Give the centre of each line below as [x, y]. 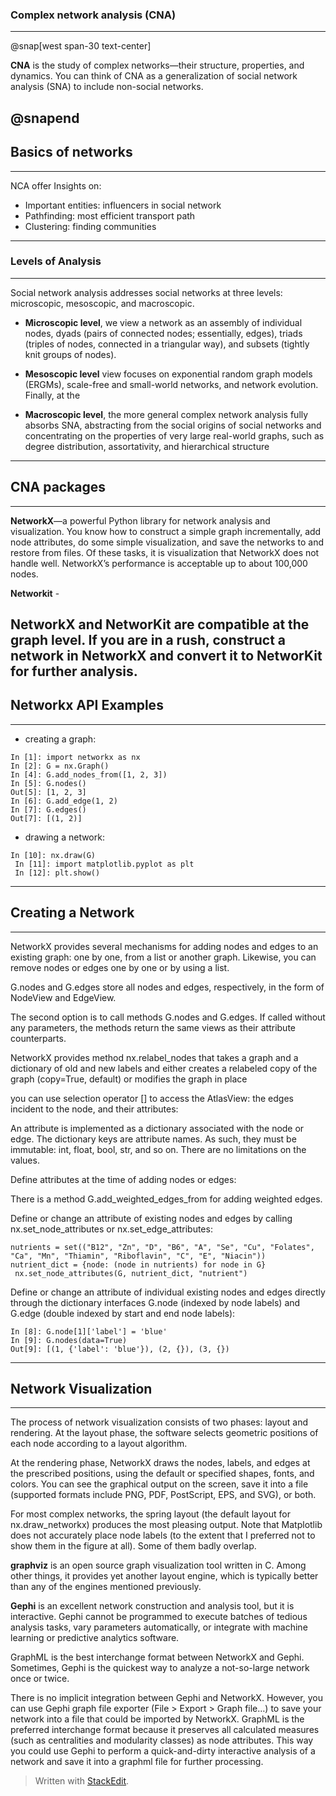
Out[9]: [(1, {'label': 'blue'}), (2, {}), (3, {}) [120, 1349]
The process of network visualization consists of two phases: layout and [159, 1422]
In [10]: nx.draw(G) [53, 855]
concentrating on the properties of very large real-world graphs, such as [174, 435]
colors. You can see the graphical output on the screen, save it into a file [159, 1484]
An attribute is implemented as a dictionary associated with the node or [157, 1128]
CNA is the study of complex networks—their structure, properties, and [157, 65]
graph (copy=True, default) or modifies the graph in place [129, 1079]
